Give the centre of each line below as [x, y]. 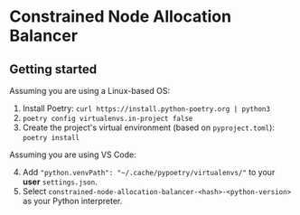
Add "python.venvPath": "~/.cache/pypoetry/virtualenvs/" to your [149, 172]
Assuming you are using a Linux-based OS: [89, 91]
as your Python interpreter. [72, 201]
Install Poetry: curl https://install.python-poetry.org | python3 [146, 108]
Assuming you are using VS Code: [73, 154]
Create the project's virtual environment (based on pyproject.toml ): [149, 127]
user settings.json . [60, 182]
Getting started [53, 69]
